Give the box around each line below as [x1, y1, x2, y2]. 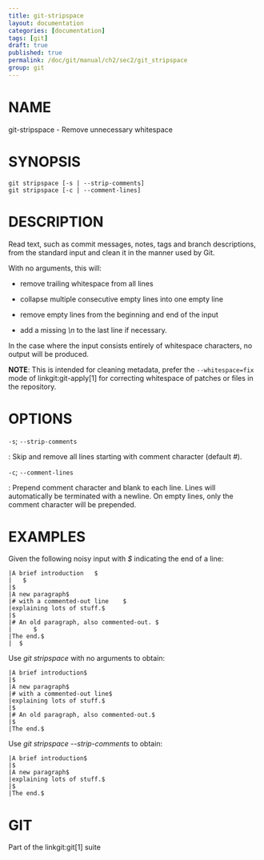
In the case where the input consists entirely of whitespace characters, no [8, 341, 253, 350]
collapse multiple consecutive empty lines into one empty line [19, 294, 224, 304]
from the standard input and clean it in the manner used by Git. [8, 247, 215, 257]
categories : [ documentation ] [8, 26, 106, 34]
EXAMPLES [8, 527, 86, 546]
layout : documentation [8, 19, 84, 27]
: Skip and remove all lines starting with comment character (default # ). [8, 451, 242, 461]
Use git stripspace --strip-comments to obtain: [8, 739, 163, 749]
